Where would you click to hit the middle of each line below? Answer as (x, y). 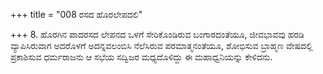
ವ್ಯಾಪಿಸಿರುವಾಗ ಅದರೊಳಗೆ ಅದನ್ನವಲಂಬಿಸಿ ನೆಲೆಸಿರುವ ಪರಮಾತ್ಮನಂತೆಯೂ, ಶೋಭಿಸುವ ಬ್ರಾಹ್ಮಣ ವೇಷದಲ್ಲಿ (161, 45)
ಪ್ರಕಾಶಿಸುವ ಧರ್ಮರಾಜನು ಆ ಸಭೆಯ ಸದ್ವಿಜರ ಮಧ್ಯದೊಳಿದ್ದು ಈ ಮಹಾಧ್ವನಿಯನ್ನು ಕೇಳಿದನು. (141, 57)
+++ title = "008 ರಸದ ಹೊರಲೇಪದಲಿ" (76, 14)
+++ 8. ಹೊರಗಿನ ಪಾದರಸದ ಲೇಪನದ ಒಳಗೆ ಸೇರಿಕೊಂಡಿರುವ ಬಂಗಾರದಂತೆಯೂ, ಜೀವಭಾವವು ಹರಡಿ (157, 34)
